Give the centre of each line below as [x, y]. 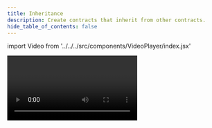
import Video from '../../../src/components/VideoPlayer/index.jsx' [99, 46]
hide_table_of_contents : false [52, 26]
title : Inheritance [35, 13]
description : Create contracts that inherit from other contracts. [107, 20]
